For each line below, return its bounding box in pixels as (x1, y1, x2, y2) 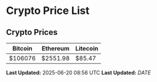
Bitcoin (12, 45, 33, 52)
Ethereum (42, 45, 70, 52)
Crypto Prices (6, 27, 58, 37)
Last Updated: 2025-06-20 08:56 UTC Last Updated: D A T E (6, 69, 151, 76)
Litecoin (75, 45, 98, 52)
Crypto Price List (6, 4, 90, 17)
